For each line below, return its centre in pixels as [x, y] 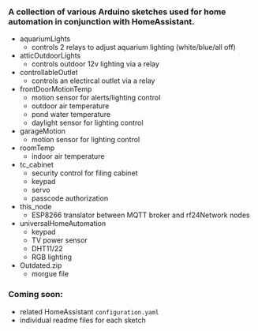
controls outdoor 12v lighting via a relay [95, 64]
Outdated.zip [41, 265]
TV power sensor [60, 240]
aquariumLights [45, 39]
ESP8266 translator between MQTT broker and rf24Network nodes [140, 215]
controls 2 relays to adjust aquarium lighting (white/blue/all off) [134, 47]
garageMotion [42, 131]
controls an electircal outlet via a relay [93, 81]
